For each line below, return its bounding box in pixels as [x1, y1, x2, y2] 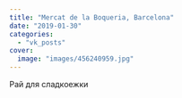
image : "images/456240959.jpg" [17, 54, 134, 63]
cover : [9, 46, 34, 55]
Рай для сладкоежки [9, 79, 89, 89]
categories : [9, 29, 54, 38]
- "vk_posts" [17, 37, 66, 47]
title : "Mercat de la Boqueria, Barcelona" [9, 12, 175, 22]
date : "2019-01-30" [9, 21, 82, 30]
